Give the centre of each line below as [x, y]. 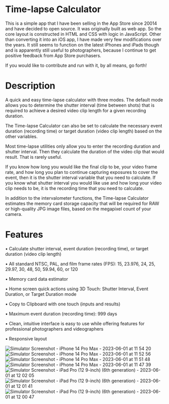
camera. [14, 214]
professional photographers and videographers [54, 329]
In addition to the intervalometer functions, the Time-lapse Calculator [77, 198]
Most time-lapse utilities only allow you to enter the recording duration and [83, 146]
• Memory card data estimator [37, 279]
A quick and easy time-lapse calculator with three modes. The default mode [84, 100]
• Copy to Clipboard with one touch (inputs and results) [63, 304]
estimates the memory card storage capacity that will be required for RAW [82, 203]
